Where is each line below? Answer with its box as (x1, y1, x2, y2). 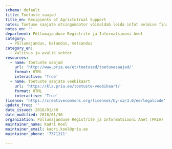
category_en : (5, 46, 33, 51)
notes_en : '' (5, 27, 33, 32)
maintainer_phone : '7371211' (5, 131, 68, 136)
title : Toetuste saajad (5, 12, 56, 17)
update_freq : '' (5, 103, 40, 108)
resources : (5, 55, 29, 60)
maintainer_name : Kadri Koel (5, 121, 68, 127)
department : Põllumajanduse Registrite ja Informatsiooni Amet (5, 31, 143, 36)
